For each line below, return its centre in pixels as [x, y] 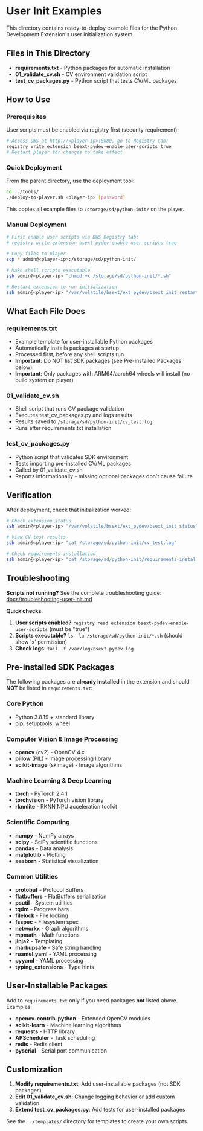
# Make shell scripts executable [48, 270]
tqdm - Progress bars [42, 909]
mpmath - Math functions [47, 935]
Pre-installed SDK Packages [60, 667]
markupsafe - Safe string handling [58, 947]
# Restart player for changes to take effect [64, 152]
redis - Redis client [39, 1044]
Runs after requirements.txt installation [63, 428]
